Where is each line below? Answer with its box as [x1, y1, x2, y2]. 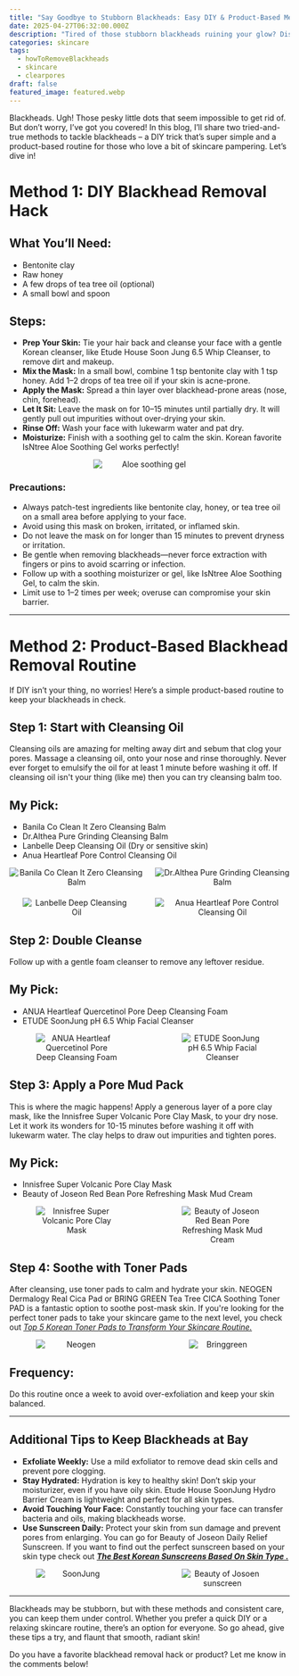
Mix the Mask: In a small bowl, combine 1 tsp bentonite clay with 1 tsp [21, 366, 279, 377]
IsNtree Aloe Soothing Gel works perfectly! [21, 442, 180, 452]
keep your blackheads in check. [9, 693, 126, 705]
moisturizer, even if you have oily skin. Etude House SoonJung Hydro [21, 1484, 276, 1495]
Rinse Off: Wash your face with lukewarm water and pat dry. [21, 423, 245, 434]
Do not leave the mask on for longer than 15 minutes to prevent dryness [21, 530, 285, 541]
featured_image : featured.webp [9, 87, 125, 96]
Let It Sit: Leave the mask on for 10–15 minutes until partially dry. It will [21, 403, 280, 415]
